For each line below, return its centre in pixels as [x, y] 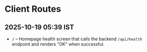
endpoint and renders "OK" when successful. [58, 44]
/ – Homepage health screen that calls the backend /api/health [77, 39]
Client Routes [33, 9]
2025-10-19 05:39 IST [40, 27]
